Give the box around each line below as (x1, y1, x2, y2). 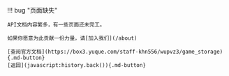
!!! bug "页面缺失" (7, 6, 58, 14)
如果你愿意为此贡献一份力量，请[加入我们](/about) (7, 35, 138, 42)
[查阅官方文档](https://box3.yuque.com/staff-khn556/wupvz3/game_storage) (7, 48, 223, 55)
